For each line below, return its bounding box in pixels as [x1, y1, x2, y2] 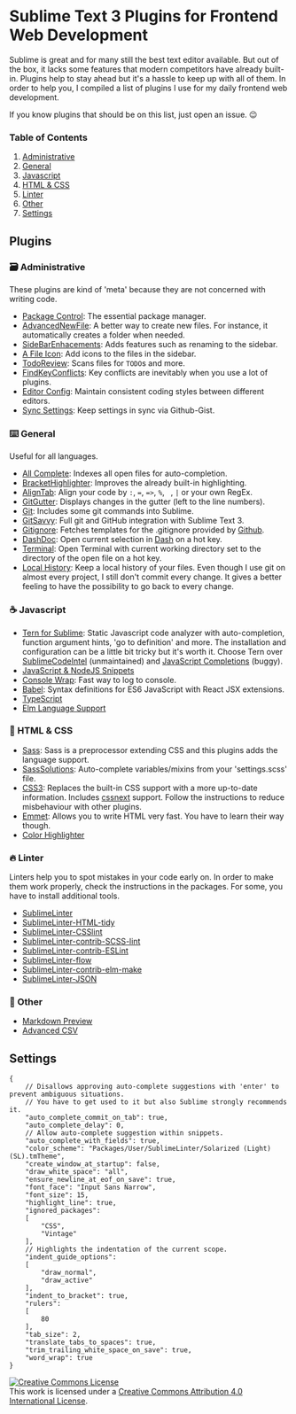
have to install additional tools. [9, 890, 120, 901]
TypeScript [21, 693, 63, 703]
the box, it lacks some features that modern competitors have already [9, 64, 263, 74]
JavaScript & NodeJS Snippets [21, 664, 135, 675]
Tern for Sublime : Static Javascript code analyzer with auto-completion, [21, 627, 285, 638]
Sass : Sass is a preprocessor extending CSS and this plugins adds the [21, 744, 278, 755]
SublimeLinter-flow [21, 955, 92, 966]
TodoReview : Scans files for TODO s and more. [21, 357, 186, 369]
